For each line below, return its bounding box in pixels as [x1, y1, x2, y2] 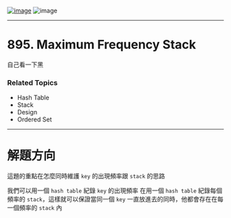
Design [16, 108, 38, 117]
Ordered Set [16, 115, 52, 123]
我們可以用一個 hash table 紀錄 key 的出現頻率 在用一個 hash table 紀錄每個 [7, 186, 223, 195]
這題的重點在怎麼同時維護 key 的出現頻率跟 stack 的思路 [7, 172, 166, 180]
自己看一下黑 [7, 60, 43, 69]
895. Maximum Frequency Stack [7, 37, 197, 53]
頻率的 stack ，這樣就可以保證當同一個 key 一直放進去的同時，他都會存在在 [7, 195, 218, 204]
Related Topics [7, 77, 58, 87]
